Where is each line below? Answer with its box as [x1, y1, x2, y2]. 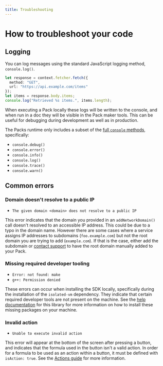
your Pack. [5, 248, 27, 254]
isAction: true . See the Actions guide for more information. [5, 355, 126, 361]
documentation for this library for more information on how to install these [5, 301, 153, 307]
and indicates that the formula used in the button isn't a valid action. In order [5, 345, 158, 351]
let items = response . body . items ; [5, 93, 75, 98]
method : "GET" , [9, 80, 40, 85]
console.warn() [12, 168, 43, 173]
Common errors [5, 182, 54, 190]
